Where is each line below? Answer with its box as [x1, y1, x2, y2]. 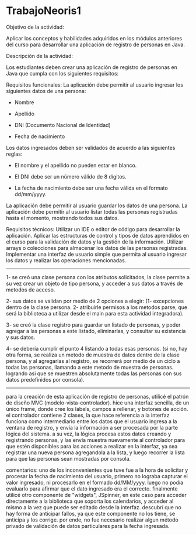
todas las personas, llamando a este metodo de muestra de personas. [6, 363, 174, 371]
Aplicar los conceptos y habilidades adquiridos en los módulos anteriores [6, 35, 183, 42]
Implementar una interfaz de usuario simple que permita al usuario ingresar [6, 251, 187, 258]
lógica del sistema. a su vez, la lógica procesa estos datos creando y [6, 430, 171, 437]
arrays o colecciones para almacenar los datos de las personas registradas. [6, 244, 188, 251]
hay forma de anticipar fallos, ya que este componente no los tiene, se [6, 510, 176, 517]
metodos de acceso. [6, 286, 55, 293]
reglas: [6, 150, 23, 157]
